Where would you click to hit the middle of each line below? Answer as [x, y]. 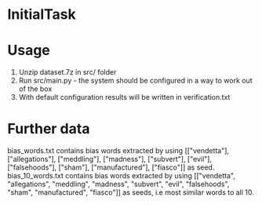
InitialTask [42, 15]
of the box [35, 89]
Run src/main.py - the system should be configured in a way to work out [135, 81]
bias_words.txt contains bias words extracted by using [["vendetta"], [118, 151]
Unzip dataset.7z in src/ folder [67, 72]
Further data [49, 129]
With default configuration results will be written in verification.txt [124, 97]
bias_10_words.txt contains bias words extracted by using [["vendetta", [122, 176]
